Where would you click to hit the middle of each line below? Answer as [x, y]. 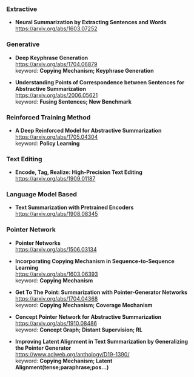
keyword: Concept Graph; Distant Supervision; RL [79, 330]
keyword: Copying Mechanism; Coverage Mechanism [84, 305]
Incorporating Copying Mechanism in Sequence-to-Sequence [95, 261]
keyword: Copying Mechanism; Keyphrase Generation [84, 70]
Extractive [22, 9]
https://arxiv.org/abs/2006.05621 [56, 95]
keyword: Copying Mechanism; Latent [64, 361]
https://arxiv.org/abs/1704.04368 [56, 298]
